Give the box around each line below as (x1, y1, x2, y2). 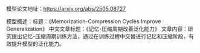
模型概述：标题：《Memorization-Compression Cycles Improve (6, 18, 161, 25)
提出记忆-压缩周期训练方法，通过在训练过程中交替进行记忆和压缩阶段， (11, 33, 189, 40)
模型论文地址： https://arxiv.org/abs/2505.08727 (6, 5, 126, 12)
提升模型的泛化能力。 (11, 40, 65, 47)
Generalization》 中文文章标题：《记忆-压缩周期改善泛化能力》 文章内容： (6, 26, 189, 32)
